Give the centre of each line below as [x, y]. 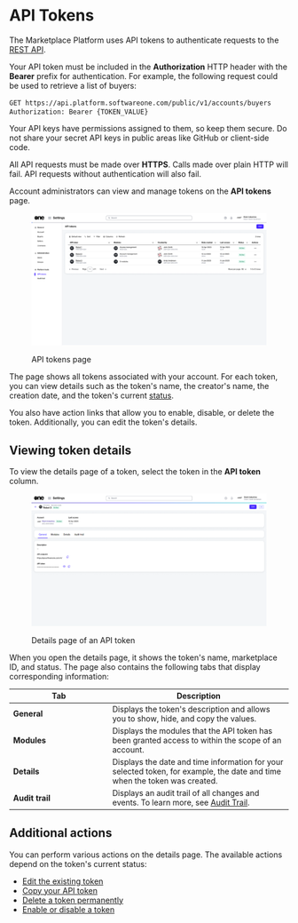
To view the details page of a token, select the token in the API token [135, 472]
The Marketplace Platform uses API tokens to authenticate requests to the [144, 40]
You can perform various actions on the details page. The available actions [146, 855]
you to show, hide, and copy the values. [184, 718]
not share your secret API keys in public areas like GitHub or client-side [139, 138]
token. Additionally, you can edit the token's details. [103, 422]
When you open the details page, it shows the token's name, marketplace [143, 657]
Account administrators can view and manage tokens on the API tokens [141, 191]
